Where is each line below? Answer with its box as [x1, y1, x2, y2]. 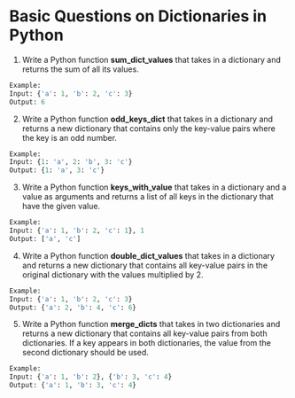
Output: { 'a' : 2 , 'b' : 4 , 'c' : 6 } [9, 303, 137, 312]
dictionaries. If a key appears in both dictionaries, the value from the [21, 338, 272, 348]
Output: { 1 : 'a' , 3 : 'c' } [9, 166, 105, 175]
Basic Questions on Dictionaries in [9, 6, 268, 27]
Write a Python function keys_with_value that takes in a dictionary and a [21, 182, 287, 192]
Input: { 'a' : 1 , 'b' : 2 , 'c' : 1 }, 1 [9, 226, 144, 236]
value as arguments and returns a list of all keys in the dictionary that [21, 191, 275, 202]
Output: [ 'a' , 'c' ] [9, 234, 82, 243]
